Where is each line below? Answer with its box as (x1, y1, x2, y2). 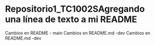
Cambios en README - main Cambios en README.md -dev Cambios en (5, 30, 151, 36)
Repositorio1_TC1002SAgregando (5, 3, 145, 15)
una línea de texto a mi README (5, 14, 137, 25)
